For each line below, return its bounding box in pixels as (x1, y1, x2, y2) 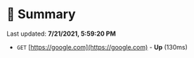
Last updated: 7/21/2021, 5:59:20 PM (6, 29, 117, 38)
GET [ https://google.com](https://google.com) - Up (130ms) (16, 43, 188, 51)
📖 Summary (6, 6, 76, 22)
